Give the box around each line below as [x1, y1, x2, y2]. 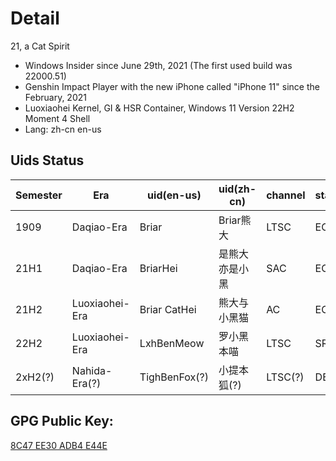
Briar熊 [218, 213, 252, 227]
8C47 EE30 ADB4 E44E [10, 439, 108, 451]
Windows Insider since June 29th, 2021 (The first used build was [24, 59, 293, 71]
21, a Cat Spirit [10, 40, 70, 52]
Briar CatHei [139, 302, 197, 316]
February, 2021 [24, 91, 87, 103]
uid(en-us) [147, 188, 202, 202]
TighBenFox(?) [139, 370, 210, 384]
